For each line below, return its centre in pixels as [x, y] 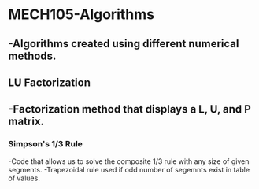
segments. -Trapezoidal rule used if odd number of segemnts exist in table [129, 169]
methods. [32, 56]
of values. [24, 178]
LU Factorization [49, 82]
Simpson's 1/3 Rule [45, 144]
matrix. [26, 122]
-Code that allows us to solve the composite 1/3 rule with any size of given [129, 161]
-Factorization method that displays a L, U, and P [130, 109]
